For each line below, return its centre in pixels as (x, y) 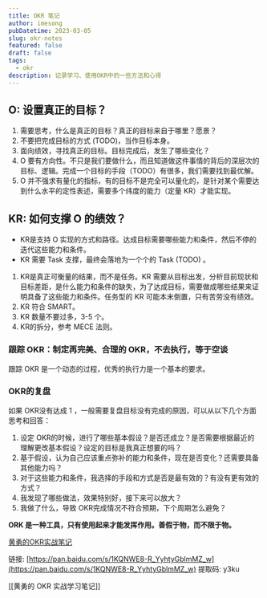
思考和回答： (29, 420)
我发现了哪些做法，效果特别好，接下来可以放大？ (101, 498)
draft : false (30, 53)
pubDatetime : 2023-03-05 (50, 31)
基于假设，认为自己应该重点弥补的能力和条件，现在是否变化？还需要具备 (139, 458)
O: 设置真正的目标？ (58, 110)
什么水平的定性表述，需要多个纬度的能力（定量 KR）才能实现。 (131, 191)
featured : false (35, 46)
